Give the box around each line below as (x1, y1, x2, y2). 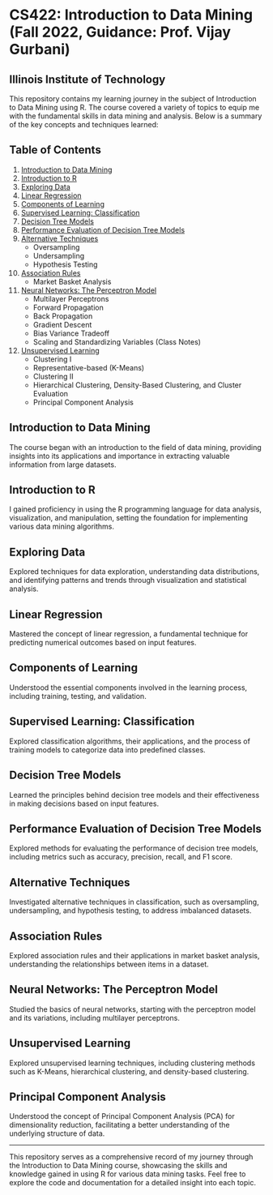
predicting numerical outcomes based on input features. (9, 638, 197, 648)
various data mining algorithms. (9, 521, 115, 532)
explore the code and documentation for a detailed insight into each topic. (9, 1178, 257, 1188)
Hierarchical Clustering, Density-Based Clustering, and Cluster (32, 379, 242, 390)
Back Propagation (32, 311, 93, 321)
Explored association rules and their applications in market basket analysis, (9, 950, 260, 960)
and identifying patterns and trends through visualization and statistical (9, 576, 247, 585)
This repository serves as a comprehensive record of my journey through (9, 1152, 254, 1162)
